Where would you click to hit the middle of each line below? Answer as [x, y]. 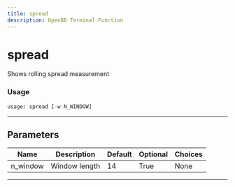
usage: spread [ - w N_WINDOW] [50, 106]
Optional [153, 154]
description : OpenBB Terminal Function [65, 20]
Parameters [33, 135]
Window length [76, 166]
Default [120, 154]
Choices [188, 154]
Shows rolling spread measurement [58, 74]
